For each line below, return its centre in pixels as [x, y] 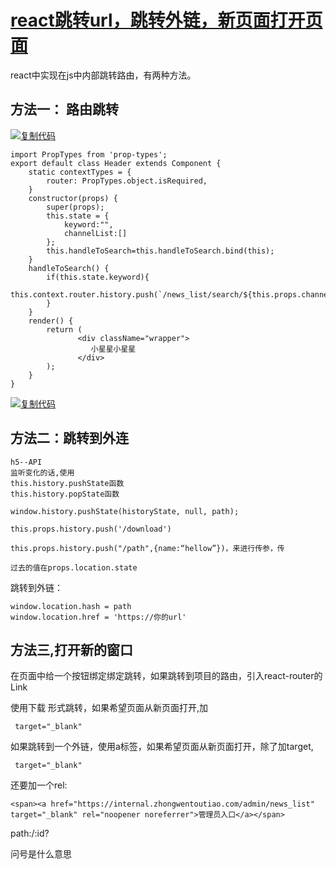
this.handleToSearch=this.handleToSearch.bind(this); [160, 251]
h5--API [26, 462]
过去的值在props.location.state [74, 567]
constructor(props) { [73, 198]
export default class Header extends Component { [116, 163]
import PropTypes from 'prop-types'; [89, 154]
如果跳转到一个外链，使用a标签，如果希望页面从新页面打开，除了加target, [162, 747]
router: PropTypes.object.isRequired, [127, 181]
